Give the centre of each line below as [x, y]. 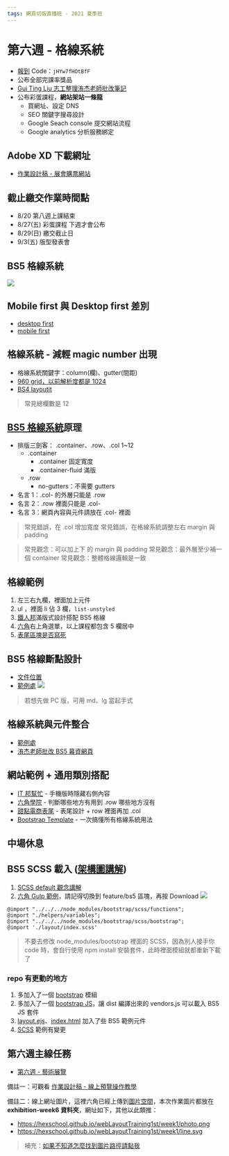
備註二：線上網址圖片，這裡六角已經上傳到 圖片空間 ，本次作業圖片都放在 [110, 1101]
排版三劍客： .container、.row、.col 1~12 [75, 445]
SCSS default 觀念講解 [49, 887]
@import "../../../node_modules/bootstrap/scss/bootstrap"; [96, 921]
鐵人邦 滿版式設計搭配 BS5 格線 [61, 618]
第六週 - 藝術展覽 [42, 1071]
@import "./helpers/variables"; [54, 915]
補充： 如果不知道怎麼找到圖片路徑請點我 [82, 1146]
